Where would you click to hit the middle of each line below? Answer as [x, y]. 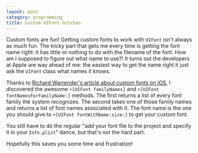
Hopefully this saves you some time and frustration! [69, 144]
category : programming [34, 17]
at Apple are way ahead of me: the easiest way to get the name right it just [98, 65]
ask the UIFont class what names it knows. [58, 71]
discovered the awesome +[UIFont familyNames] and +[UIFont [83, 89]
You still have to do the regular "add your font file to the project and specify [99, 126]
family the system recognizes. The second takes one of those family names [99, 102]
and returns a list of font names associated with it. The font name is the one [99, 108]
